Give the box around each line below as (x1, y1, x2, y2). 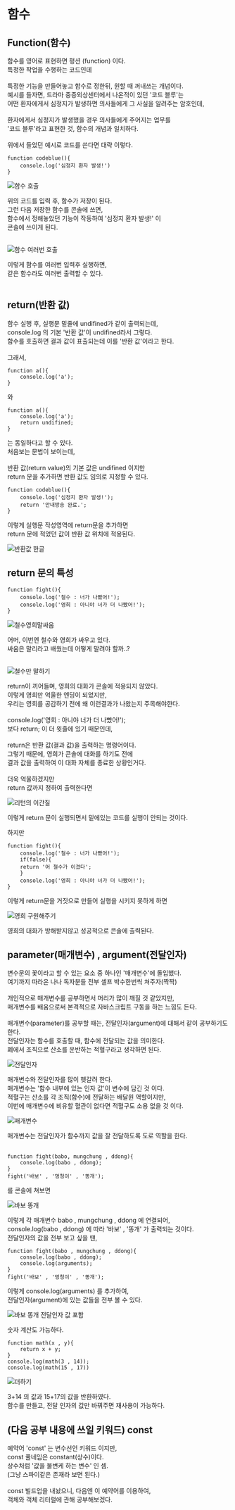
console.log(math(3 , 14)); (7, 1358, 90, 1366)
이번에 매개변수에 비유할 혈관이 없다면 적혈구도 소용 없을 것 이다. (7, 1102, 184, 1110)
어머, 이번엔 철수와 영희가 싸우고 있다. (7, 635, 110, 644)
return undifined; (20, 419, 74, 426)
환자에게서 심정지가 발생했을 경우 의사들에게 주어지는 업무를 (7, 115, 171, 124)
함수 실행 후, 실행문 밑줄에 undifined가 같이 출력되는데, (7, 319, 158, 327)
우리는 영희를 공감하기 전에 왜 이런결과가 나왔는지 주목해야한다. (7, 699, 181, 707)
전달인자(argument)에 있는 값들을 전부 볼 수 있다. (7, 1296, 143, 1304)
